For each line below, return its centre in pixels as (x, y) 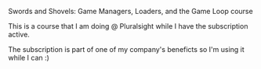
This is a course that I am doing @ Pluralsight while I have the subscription (128, 26)
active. (19, 34)
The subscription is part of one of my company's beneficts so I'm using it (126, 49)
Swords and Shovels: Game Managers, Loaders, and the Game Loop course (130, 11)
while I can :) (29, 58)
